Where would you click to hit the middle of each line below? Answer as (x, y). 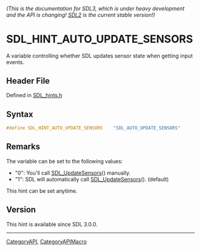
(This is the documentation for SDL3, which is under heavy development (95, 8)
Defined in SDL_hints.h (34, 95)
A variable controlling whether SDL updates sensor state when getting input (100, 56)
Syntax (20, 114)
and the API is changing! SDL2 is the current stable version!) (81, 14)
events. (15, 62)
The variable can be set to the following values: (65, 161)
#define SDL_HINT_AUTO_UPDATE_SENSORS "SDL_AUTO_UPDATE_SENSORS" (93, 128)
